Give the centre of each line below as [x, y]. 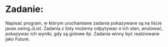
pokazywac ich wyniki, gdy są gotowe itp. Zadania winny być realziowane [82, 33]
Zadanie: [24, 9]
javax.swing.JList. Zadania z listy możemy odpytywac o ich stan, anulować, [84, 28]
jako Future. [18, 39]
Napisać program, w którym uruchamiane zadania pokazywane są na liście [84, 23]
